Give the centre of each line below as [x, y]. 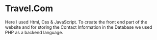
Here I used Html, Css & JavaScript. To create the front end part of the [76, 22]
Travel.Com [29, 9]
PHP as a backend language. [34, 32]
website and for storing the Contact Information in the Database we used [79, 27]
